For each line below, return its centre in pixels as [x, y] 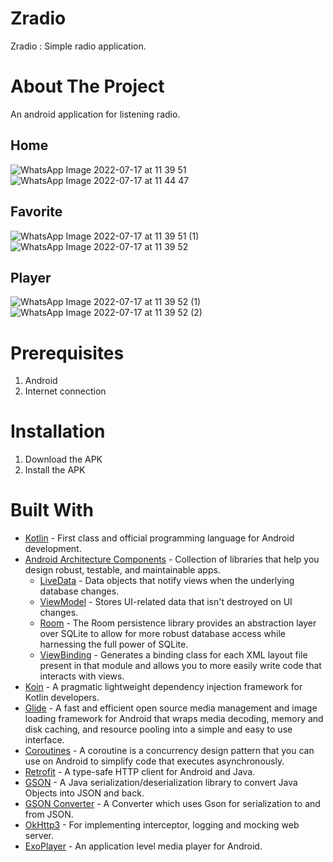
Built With [52, 510]
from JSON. [49, 814]
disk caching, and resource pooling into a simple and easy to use [158, 729]
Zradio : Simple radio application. [78, 46]
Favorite [36, 212]
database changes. [79, 591]
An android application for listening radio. [95, 114]
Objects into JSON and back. [84, 793]
